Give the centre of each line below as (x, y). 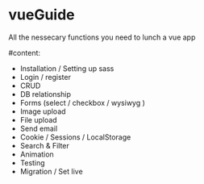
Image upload (43, 111)
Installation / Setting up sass (67, 68)
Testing (33, 162)
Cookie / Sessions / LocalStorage (75, 137)
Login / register (45, 77)
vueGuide (42, 15)
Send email (39, 128)
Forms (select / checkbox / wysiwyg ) (82, 102)
